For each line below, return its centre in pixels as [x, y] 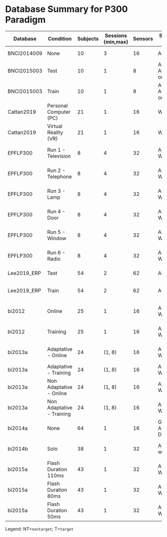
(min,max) [116, 42]
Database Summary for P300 [67, 9]
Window [57, 238]
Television [59, 156]
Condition [60, 38]
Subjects [88, 38]
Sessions [116, 35]
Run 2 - [56, 170]
